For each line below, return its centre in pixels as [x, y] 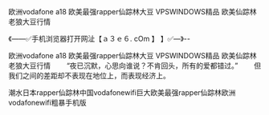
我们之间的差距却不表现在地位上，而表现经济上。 [89, 75]
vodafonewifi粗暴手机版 [47, 103]
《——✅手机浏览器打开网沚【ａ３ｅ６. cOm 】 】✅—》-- [100, 39]
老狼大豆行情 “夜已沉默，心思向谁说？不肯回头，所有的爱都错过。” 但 [135, 65]
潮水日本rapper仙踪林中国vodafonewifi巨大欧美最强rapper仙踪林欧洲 [122, 93]
